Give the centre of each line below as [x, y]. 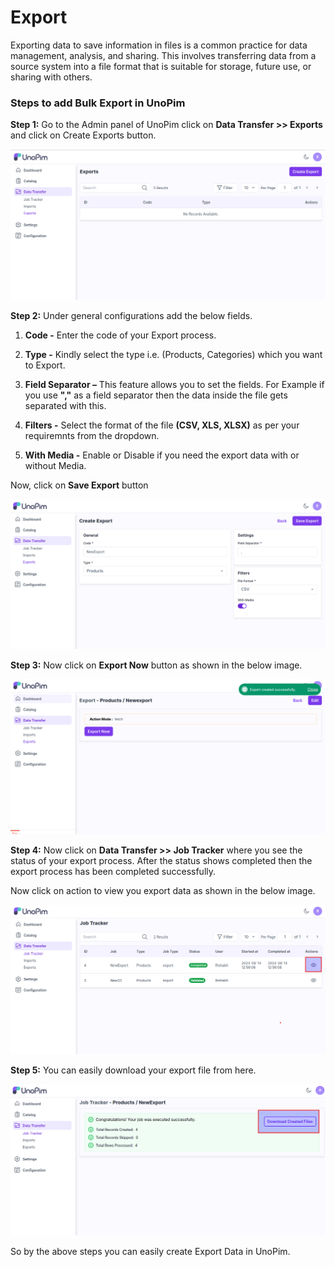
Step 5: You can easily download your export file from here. [133, 1070]
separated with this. [65, 405]
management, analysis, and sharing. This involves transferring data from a [163, 55]
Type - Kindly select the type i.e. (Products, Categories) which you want [173, 354]
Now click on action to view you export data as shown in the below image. [163, 891]
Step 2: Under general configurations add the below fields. [131, 315]
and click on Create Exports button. [83, 135]
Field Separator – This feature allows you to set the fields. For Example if [174, 384]
